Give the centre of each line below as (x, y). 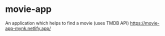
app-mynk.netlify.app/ (28, 28)
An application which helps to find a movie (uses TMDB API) (67, 23)
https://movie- (145, 23)
